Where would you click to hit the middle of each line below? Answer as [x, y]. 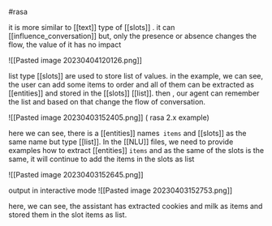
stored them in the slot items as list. [68, 215]
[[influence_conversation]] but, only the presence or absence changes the [133, 36]
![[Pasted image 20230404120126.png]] [75, 60]
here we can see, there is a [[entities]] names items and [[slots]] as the [127, 133]
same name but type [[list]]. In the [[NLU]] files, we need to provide [121, 142]
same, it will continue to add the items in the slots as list [101, 159]
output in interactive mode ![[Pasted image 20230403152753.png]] [121, 190]
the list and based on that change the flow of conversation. [107, 102]
